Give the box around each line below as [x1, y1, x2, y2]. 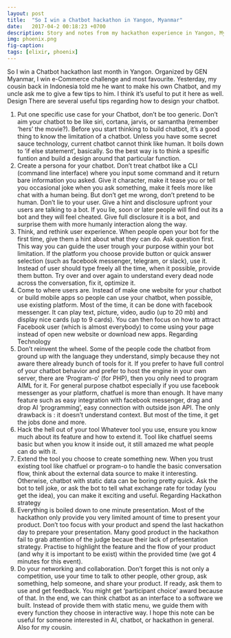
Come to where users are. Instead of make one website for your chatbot [16, 286, 221, 294]
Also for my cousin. [16, 623, 72, 631]
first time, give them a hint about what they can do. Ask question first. [16, 235, 214, 243]
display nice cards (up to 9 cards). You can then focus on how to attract [16, 315, 221, 323]
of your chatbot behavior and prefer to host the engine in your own [16, 366, 207, 375]
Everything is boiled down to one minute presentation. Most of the [16, 506, 205, 514]
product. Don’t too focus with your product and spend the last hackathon [16, 520, 224, 528]
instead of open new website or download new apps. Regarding [16, 330, 198, 338]
